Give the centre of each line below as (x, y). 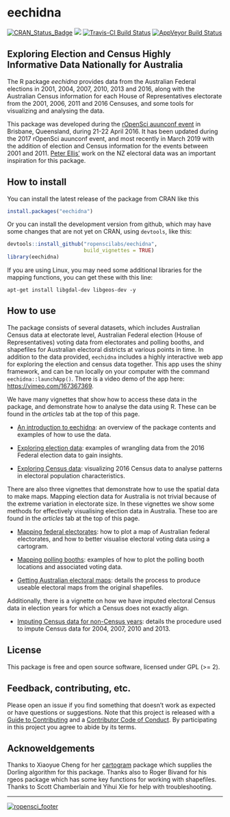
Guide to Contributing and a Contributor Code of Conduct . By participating (112, 719)
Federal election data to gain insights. (70, 455)
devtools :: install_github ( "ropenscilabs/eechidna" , (82, 244)
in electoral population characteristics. (71, 475)
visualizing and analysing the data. (56, 111)
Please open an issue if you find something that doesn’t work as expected (111, 705)
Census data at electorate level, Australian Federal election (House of (105, 335)
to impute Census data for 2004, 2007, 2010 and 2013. (94, 628)
